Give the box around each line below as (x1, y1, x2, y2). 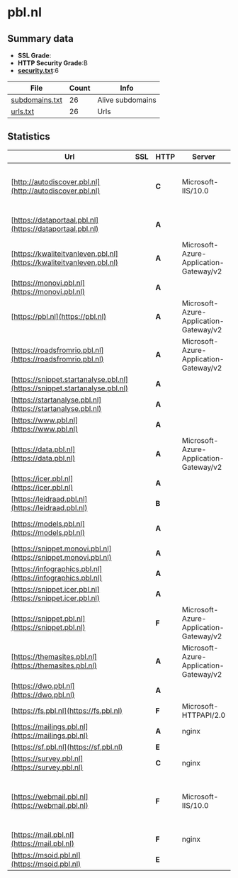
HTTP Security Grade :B (17, 59, 89, 67)
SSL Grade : (17, 51, 52, 60)
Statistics (7, 130, 51, 142)
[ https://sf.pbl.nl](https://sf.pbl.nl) (11, 742, 123, 752)
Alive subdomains (97, 95, 157, 105)
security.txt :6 (17, 67, 59, 74)
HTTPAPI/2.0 (181, 710, 226, 720)
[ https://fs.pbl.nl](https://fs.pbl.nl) (11, 706, 123, 716)
